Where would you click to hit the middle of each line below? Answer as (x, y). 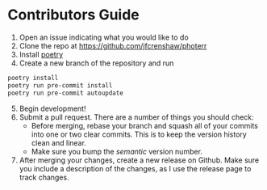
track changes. (44, 177)
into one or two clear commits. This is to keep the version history (139, 134)
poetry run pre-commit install (60, 85)
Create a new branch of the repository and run (96, 63)
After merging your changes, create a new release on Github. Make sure (139, 160)
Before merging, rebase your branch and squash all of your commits (145, 125)
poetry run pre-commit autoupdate (66, 93)
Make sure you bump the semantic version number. (117, 151)
